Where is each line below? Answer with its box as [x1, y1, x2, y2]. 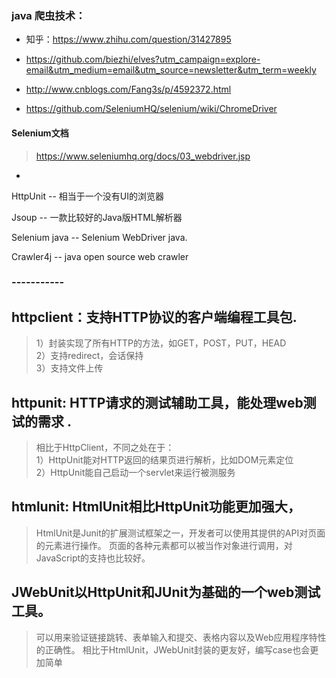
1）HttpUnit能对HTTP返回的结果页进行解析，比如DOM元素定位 [35, 454, 294, 466]
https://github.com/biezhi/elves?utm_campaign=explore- [25, 53, 261, 66]
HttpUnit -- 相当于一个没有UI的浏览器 [11, 190, 164, 202]
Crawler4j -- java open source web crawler [11, 250, 189, 262]
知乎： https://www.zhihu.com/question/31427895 [25, 33, 232, 46]
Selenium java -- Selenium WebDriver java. [11, 231, 188, 243]
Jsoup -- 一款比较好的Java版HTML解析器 [11, 211, 183, 223]
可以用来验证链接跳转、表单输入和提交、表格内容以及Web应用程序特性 [35, 631, 327, 643]
